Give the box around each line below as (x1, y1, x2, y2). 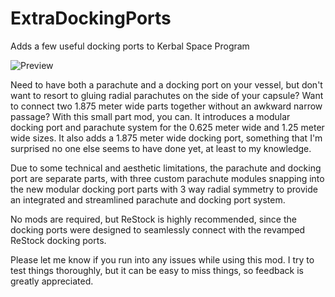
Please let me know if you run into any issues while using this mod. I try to (10, 253, 315, 266)
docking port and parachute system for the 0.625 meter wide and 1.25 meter (10, 121, 325, 133)
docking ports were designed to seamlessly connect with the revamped (10, 223, 306, 236)
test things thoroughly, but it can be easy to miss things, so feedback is (10, 264, 304, 276)
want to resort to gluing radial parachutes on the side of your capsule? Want (10, 89, 324, 101)
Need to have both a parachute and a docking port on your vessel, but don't (10, 78, 323, 91)
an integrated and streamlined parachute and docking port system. (10, 193, 286, 206)
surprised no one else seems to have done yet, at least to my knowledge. (10, 142, 312, 154)
